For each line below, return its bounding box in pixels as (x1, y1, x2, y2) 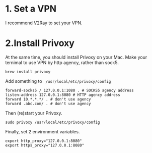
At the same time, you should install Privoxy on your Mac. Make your (5, 54, 147, 60)
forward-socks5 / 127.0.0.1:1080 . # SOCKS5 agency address (5, 88, 134, 93)
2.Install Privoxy (5, 37, 74, 49)
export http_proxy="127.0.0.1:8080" (5, 138, 82, 143)
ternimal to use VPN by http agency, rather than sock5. (5, 59, 119, 66)
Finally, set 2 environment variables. (5, 128, 80, 134)
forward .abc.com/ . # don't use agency (5, 101, 92, 106)
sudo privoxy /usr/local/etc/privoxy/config (5, 120, 100, 125)
